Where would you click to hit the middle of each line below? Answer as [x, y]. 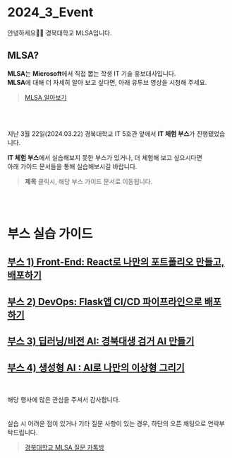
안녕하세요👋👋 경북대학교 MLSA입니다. [60, 33]
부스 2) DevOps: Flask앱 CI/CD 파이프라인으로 [105, 302]
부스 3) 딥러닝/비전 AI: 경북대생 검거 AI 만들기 [101, 342]
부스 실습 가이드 [50, 234]
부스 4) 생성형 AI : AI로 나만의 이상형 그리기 [96, 368]
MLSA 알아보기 [45, 97]
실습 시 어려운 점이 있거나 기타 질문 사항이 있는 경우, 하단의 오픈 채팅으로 [107, 423]
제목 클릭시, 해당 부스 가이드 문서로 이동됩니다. [88, 181]
